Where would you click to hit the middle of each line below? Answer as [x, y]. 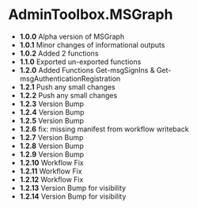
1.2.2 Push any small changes [68, 95]
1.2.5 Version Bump [52, 120]
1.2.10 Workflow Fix [52, 162]
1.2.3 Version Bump [52, 104]
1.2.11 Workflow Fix [51, 171]
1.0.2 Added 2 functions [59, 53]
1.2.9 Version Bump [52, 154]
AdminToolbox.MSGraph [91, 15]
